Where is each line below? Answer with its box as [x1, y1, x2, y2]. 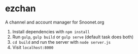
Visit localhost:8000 [12, 44, 54, 50]
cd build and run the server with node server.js [12, 39, 111, 45]
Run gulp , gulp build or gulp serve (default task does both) [12, 34, 134, 40]
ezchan [5, 3, 36, 14]
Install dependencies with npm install [12, 28, 90, 34]
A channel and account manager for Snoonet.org [5, 19, 104, 25]
